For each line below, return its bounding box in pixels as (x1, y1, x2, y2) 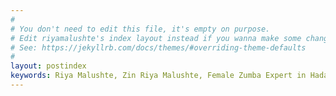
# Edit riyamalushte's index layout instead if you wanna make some (10, 33, 302, 43)
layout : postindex (10, 61, 87, 71)
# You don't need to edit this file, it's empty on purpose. (10, 24, 271, 34)
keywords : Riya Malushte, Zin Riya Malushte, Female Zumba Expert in (10, 71, 307, 81)
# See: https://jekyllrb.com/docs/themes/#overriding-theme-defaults (10, 42, 307, 53)
